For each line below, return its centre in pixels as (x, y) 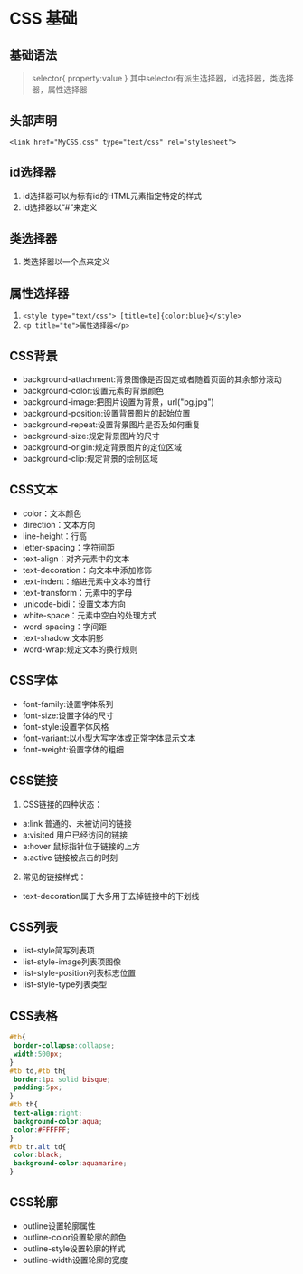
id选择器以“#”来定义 (60, 207)
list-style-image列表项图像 (72, 962)
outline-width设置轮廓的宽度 (75, 1260)
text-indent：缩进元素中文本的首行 (86, 581)
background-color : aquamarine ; (70, 1164)
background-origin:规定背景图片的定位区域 (102, 447)
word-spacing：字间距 (64, 627)
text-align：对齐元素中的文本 (76, 559)
